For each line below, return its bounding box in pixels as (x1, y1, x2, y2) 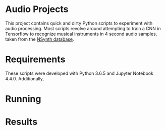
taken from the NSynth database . (5, 36, 74, 42)
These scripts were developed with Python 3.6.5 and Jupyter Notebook (5, 70, 154, 76)
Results (5, 116, 38, 127)
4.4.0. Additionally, (5, 75, 44, 81)
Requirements (5, 54, 66, 65)
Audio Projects (5, 4, 69, 15)
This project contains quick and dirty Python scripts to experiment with (5, 20, 153, 26)
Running (5, 93, 41, 105)
